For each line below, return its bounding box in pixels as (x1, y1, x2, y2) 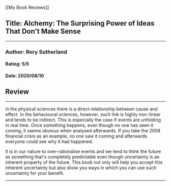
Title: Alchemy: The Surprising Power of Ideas (5, 19, 155, 28)
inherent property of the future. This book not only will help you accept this (5, 159, 163, 165)
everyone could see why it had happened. (5, 138, 94, 145)
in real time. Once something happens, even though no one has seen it (5, 122, 154, 128)
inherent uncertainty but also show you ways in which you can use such (5, 165, 157, 171)
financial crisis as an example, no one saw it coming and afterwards (5, 133, 148, 139)
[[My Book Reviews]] (5, 5, 49, 10)
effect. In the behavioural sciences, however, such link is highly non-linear (5, 111, 161, 117)
